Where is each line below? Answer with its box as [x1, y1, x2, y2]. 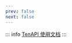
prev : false [5, 8, 34, 15]
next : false [5, 14, 34, 20]
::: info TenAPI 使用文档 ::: [5, 30, 67, 38]
